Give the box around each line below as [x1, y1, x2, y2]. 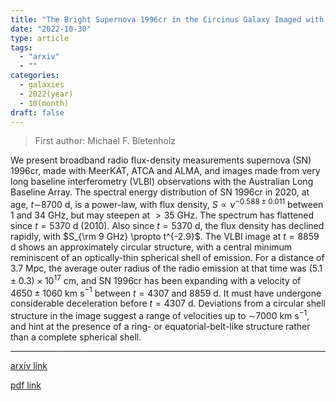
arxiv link [10, 360, 48, 371]
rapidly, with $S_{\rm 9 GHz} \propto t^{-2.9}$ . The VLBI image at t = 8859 [10, 231, 320, 243]
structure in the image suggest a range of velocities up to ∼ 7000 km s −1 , [10, 308, 310, 321]
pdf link [10, 379, 42, 391]
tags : [10, 42, 33, 53]
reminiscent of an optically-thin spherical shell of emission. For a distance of [10, 252, 325, 264]
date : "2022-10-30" [10, 24, 92, 34]
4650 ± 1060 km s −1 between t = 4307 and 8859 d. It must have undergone [10, 285, 322, 299]
